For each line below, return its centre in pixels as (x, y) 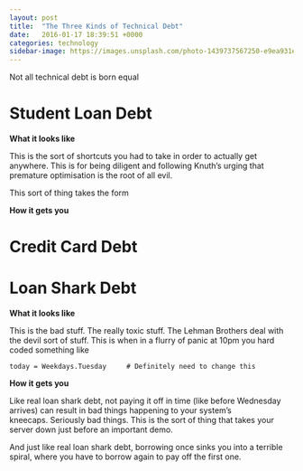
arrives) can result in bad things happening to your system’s (121, 410)
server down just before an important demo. (91, 429)
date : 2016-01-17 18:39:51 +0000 (76, 34)
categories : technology (54, 43)
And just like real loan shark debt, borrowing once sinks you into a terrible (146, 447)
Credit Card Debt (73, 247)
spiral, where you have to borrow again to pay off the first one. (125, 457)
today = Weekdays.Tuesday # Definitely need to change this (133, 367)
